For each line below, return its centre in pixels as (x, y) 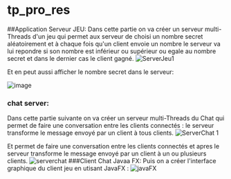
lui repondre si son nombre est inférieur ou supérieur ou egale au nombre (112, 51)
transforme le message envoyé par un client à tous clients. (91, 133)
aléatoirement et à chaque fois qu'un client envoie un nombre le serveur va (114, 44)
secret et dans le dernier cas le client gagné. (71, 58)
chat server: (28, 103)
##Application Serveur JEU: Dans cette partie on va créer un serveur (105, 29)
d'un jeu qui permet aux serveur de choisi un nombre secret (118, 36)
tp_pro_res (39, 10)
